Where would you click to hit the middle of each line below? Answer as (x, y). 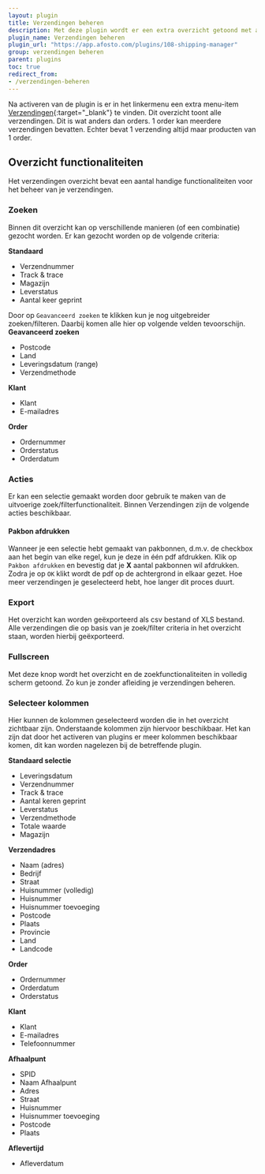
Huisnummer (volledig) (57, 890)
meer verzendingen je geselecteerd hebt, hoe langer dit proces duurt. (121, 582)
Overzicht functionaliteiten (76, 162)
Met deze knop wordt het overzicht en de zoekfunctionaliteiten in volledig (128, 674)
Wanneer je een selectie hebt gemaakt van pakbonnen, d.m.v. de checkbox (131, 548)
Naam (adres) (42, 865)
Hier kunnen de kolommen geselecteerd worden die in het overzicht (118, 720)
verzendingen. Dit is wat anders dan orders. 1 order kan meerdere (115, 121)
